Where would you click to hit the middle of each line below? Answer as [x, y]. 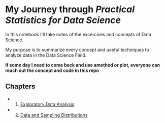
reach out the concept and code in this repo [52, 70]
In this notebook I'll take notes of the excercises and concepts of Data [78, 34]
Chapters [20, 87]
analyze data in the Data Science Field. [46, 55]
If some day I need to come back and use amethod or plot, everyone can [83, 65]
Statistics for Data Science [63, 20]
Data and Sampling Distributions [54, 115]
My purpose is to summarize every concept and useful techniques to [77, 50]
